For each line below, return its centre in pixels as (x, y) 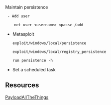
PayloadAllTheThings (27, 97)
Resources (22, 85)
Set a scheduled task (34, 70)
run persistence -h (33, 60)
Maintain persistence (27, 7)
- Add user (18, 16)
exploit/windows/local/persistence (49, 43)
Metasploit (23, 34)
